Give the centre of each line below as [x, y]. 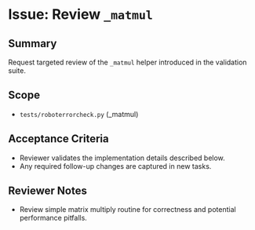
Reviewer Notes [48, 191]
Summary [33, 44]
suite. [17, 71]
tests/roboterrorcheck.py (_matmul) [79, 114]
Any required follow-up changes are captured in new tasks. [115, 166]
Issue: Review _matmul [80, 15]
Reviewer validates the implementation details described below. [122, 158]
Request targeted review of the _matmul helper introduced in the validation [127, 62]
